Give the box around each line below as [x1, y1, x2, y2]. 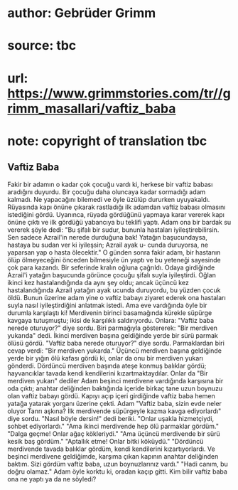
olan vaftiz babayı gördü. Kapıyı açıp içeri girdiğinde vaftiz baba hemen [7, 391, 215, 400]
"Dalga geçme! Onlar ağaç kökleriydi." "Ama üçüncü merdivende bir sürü [7, 429, 220, 438]
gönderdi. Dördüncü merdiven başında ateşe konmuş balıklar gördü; [7, 361, 207, 370]
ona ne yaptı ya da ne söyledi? [7, 474, 97, 483]
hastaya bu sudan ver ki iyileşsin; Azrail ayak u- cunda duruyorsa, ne [7, 240, 208, 249]
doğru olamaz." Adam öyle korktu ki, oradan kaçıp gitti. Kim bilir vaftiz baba [7, 467, 227, 476]
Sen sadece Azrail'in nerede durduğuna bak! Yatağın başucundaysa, [7, 233, 207, 241]
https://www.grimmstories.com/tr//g [7, 85, 231, 101]
